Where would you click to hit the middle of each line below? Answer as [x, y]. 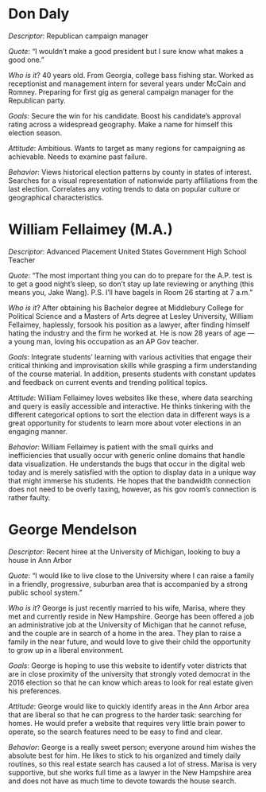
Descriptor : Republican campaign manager [78, 36]
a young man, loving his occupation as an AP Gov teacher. [104, 341]
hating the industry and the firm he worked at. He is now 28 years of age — [132, 333]
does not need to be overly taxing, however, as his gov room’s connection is [132, 489]
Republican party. [37, 100]
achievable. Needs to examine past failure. [78, 157]
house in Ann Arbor [40, 560]
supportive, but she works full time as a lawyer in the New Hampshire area [130, 772]
